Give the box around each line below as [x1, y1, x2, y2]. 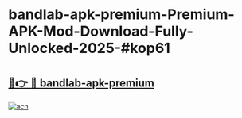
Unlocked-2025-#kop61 [8, 40, 171, 57]
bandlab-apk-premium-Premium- [8, 6, 235, 24]
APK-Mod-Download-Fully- [8, 22, 193, 40]
